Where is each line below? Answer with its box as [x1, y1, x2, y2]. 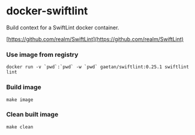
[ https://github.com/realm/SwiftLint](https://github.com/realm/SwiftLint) [6, 35, 184, 42]
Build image [6, 83, 42, 91]
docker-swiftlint [6, 4, 88, 18]
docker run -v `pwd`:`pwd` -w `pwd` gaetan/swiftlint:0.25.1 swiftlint [6, 64, 189, 70]
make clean [6, 124, 34, 130]
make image [6, 97, 34, 103]
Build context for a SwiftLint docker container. [6, 24, 119, 31]
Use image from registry [6, 50, 79, 59]
